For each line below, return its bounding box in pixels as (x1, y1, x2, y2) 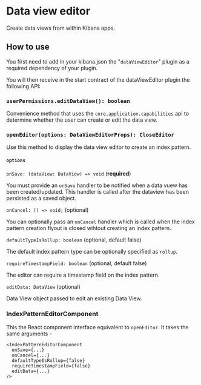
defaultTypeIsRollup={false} (12, 357, 85, 364)
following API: (6, 82, 41, 90)
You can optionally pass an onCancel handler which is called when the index (6, 218, 195, 225)
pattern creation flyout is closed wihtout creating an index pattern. (6, 224, 171, 231)
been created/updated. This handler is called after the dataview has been (6, 188, 189, 195)
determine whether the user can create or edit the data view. (6, 116, 157, 123)
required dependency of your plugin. (6, 64, 98, 71)
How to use (6, 42, 50, 52)
